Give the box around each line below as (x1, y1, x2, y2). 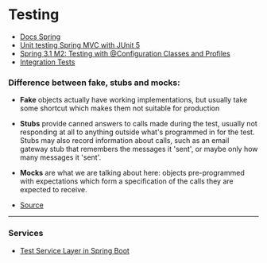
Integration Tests (19, 57, 75, 67)
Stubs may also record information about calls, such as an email (19, 136, 230, 145)
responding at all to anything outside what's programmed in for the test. (19, 127, 255, 137)
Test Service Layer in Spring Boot (19, 246, 130, 255)
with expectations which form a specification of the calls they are (19, 176, 234, 186)
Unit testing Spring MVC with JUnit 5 (19, 40, 141, 49)
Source (19, 200, 44, 210)
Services (8, 228, 44, 239)
